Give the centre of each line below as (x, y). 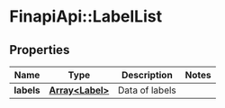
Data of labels (148, 90)
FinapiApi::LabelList (86, 17)
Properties (40, 50)
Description (147, 75)
